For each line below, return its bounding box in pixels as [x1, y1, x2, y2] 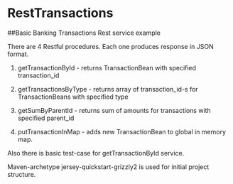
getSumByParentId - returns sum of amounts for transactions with [17, 106, 211, 114]
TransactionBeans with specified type [17, 92, 129, 101]
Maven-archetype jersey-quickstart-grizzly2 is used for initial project [7, 162, 210, 171]
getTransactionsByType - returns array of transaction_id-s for [17, 85, 198, 93]
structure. [7, 170, 36, 178]
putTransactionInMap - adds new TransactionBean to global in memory [17, 127, 226, 136]
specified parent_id [17, 114, 75, 122]
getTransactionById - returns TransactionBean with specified [17, 63, 197, 72]
